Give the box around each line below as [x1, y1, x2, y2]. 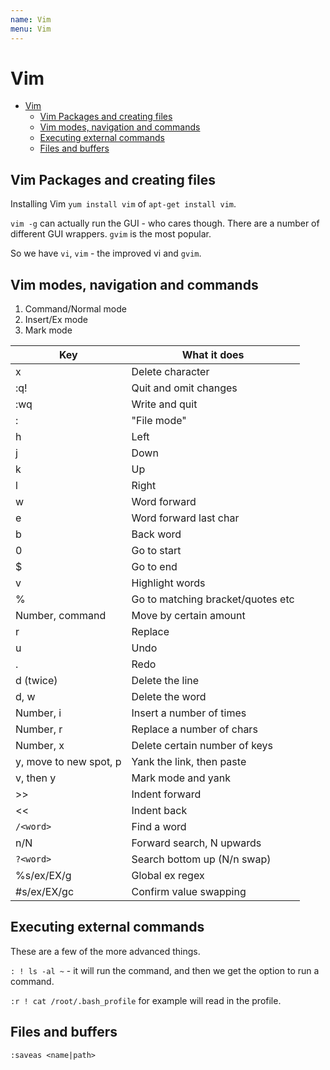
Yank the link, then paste [131, 755, 247, 769]
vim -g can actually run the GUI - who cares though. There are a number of [10, 217, 320, 230]
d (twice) [15, 674, 58, 688]
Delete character [131, 365, 210, 379]
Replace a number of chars [131, 722, 258, 736]
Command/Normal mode [24, 303, 127, 315]
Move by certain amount [131, 609, 246, 623]
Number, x [15, 739, 65, 753]
